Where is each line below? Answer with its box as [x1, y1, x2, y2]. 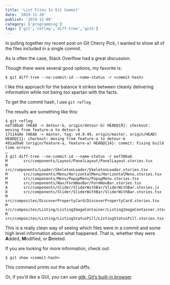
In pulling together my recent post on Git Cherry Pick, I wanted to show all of [5, 40, 165, 46]
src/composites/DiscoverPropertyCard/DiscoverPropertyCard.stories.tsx [5, 198, 159, 203]
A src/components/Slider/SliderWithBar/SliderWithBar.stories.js [5, 185, 159, 190]
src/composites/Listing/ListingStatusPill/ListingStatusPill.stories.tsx [5, 216, 164, 221]
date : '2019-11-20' [5, 12, 47, 17]
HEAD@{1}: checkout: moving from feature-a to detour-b [5, 136, 125, 142]
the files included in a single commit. [5, 46, 82, 52]
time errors [5, 145, 30, 150]
